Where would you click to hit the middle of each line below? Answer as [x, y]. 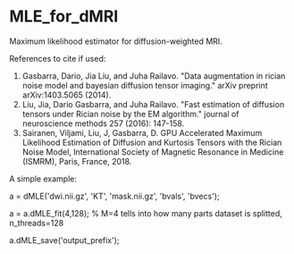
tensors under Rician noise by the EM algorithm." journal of [130, 114]
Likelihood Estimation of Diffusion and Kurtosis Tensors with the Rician [152, 142]
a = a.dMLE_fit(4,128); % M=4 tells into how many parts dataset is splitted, [146, 213]
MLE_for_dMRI [64, 17]
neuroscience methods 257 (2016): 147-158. [103, 123]
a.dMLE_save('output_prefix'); [64, 240]
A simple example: [43, 178]
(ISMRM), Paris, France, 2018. [77, 161]
